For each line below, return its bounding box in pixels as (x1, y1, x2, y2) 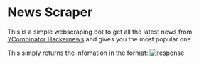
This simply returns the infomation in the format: (7, 49, 149, 57)
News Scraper (7, 4, 93, 20)
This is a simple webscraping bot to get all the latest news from (7, 27, 193, 36)
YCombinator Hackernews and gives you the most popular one (7, 34, 191, 43)
